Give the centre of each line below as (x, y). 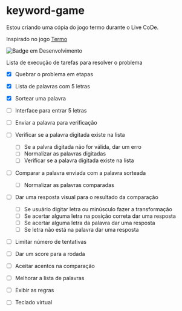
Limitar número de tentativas (50, 241)
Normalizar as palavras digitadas (65, 154)
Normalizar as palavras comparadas (69, 185)
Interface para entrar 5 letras (51, 111)
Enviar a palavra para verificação (56, 123)
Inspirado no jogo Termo (37, 39)
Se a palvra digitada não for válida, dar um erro (83, 147)
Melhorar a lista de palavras (50, 278)
